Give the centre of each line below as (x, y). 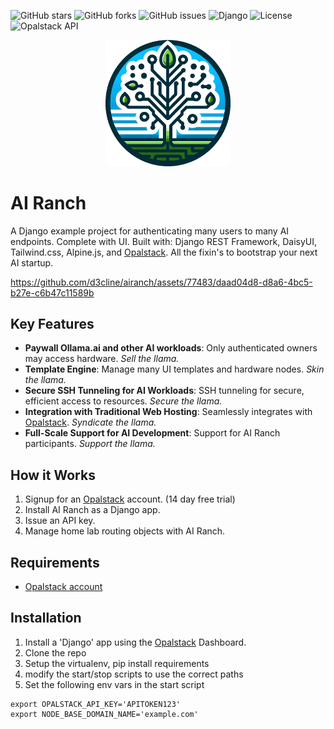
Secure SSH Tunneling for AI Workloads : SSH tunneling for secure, (164, 391)
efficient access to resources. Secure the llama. (123, 401)
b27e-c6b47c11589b (52, 292)
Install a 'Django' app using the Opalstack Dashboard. (135, 642)
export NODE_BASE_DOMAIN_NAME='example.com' (104, 714)
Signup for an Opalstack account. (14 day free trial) (130, 499)
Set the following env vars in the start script (114, 684)
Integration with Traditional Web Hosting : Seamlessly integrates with (168, 412)
